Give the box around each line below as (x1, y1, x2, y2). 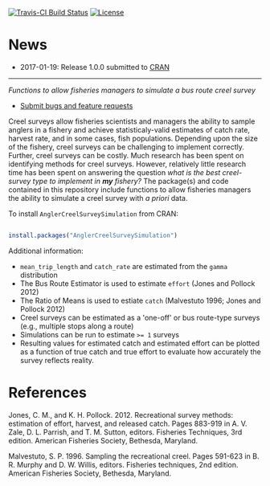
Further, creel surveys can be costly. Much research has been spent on (8, 150, 244, 160)
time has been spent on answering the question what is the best (8, 167, 221, 177)
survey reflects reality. (19, 355, 95, 365)
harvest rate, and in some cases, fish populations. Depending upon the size (8, 133, 259, 143)
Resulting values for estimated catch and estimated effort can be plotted (19, 338, 260, 348)
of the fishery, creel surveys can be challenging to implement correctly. (8, 141, 245, 152)
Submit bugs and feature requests (19, 100, 133, 110)
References (8, 384, 87, 402)
